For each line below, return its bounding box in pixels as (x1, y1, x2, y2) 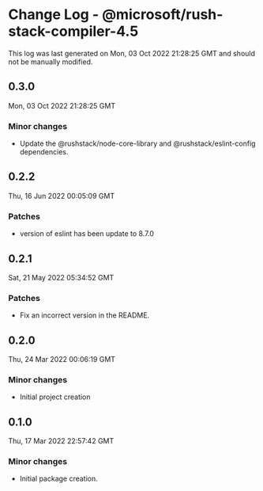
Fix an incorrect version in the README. (19, 310, 150, 320)
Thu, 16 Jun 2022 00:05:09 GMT (8, 191, 115, 200)
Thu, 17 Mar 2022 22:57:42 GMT (8, 436, 115, 446)
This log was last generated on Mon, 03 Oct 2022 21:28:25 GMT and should (8, 48, 255, 58)
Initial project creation (19, 392, 91, 402)
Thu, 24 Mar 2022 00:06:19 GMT (8, 355, 116, 364)
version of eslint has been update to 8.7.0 (19, 229, 154, 238)
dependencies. (19, 147, 69, 157)
